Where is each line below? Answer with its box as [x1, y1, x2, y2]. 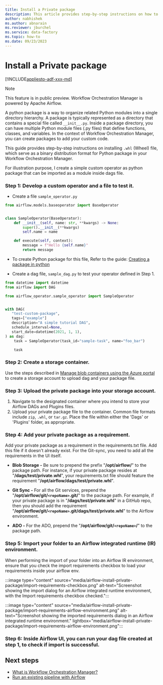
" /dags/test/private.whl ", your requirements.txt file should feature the [12, 473, 154, 478]
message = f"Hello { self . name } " [22, 243, 89, 248]
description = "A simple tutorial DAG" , [11, 320, 91, 325]
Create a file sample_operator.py [12, 193, 78, 199]
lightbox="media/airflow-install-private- [72, 618, 153, 623]
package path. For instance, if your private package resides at [12, 467, 138, 474]
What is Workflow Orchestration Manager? [12, 669, 98, 675]
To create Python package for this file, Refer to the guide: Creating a [12, 256, 150, 262]
